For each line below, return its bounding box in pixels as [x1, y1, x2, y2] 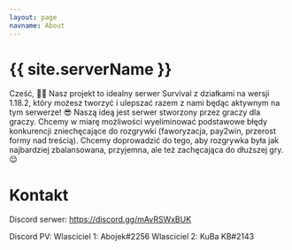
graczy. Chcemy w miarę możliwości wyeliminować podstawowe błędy [9, 117, 268, 127]
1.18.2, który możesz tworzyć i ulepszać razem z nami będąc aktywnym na [9, 98, 280, 109]
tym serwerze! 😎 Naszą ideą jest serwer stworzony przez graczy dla [9, 107, 261, 117]
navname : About [9, 21, 65, 30]
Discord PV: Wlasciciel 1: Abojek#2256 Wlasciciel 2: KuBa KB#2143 [9, 231, 255, 242]
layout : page [9, 12, 58, 22]
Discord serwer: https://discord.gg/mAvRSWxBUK [9, 214, 192, 225]
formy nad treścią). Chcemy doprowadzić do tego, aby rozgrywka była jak [9, 135, 280, 146]
